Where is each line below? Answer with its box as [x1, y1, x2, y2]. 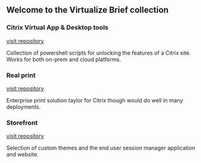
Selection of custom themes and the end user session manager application [6, 144, 195, 152]
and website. [6, 151, 39, 158]
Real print [6, 70, 36, 79]
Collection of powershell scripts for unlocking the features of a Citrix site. [6, 49, 191, 56]
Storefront [6, 118, 38, 127]
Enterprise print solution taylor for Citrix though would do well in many [6, 96, 183, 104]
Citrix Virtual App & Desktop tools [6, 23, 108, 32]
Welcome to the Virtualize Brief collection [6, 5, 169, 15]
